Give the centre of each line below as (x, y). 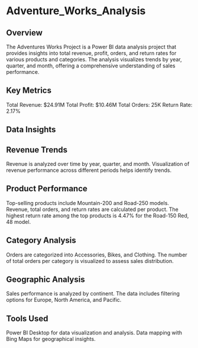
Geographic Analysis (46, 280)
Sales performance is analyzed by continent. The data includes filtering (93, 294)
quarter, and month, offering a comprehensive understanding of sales (91, 66)
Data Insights (31, 130)
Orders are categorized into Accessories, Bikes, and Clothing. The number (97, 255)
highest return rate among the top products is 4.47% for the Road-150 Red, (98, 215)
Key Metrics (29, 91)
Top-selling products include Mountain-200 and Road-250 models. (88, 203)
